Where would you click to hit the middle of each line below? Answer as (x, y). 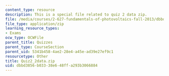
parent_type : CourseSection (35, 47)
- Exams (13, 33)
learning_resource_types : (32, 28)
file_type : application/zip (35, 24)
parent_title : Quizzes (29, 42)
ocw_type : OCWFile (24, 38)
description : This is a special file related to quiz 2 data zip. (76, 14)
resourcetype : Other (27, 56)
